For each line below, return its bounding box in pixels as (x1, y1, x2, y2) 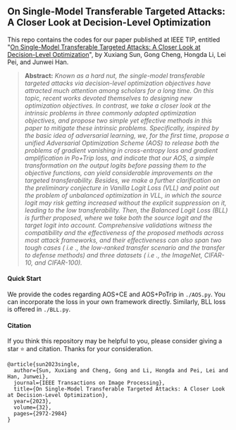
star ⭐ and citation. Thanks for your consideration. (7, 345, 154, 353)
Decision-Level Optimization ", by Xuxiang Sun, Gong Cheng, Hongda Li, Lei (7, 50, 226, 58)
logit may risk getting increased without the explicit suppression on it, (24, 198, 227, 207)
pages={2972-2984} (13, 410, 68, 417)
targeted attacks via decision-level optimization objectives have (24, 79, 211, 87)
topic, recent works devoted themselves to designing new (24, 94, 192, 102)
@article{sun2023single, (7, 361, 80, 368)
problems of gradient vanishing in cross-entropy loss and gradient (24, 146, 218, 154)
